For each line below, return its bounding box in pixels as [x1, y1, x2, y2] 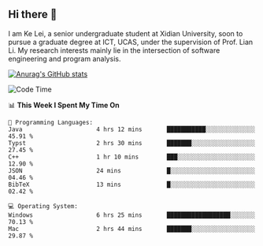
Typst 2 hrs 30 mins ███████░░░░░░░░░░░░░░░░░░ [8, 139, 256, 147]
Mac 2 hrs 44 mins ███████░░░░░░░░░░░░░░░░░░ [8, 225, 256, 233]
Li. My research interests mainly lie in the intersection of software [8, 45, 220, 55]
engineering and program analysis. [8, 54, 121, 63]
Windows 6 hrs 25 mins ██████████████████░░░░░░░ [8, 211, 256, 219]
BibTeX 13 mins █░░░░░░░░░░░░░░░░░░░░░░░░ [8, 181, 256, 188]
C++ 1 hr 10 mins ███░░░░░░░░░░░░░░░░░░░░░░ [8, 153, 256, 161]
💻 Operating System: [8, 202, 79, 210]
